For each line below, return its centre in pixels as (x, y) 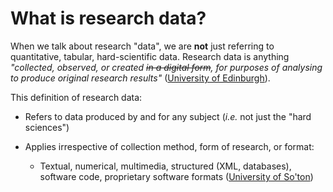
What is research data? (108, 18)
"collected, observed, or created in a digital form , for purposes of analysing (166, 67)
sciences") (47, 127)
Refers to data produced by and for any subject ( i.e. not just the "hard (168, 116)
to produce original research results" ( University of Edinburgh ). (140, 78)
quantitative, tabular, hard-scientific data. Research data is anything (150, 56)
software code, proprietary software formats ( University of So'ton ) (176, 176)
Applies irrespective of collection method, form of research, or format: (169, 146)
